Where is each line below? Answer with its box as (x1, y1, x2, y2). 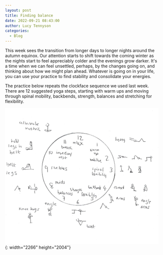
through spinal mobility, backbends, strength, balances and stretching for (5, 93, 152, 99)
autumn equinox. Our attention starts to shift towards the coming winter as (5, 53, 154, 59)
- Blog (9, 34, 23, 39)
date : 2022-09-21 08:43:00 (5, 18, 60, 23)
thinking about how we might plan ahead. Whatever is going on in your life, (5, 68, 155, 74)
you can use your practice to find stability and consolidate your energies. (5, 74, 152, 79)
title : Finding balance (5, 13, 54, 18)
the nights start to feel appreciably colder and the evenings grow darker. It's (5, 58, 157, 63)
